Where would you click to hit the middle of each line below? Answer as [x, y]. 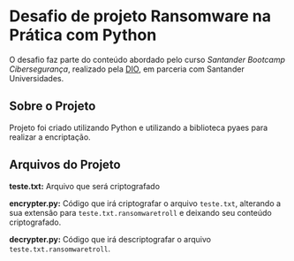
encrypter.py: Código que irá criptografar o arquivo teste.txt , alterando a [145, 203]
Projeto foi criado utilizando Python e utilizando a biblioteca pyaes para [139, 127]
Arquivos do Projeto [65, 165]
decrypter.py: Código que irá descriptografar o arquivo [110, 239]
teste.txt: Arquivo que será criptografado [85, 186]
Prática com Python [83, 35]
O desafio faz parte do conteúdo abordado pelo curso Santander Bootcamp [147, 59]
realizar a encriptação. [50, 137]
